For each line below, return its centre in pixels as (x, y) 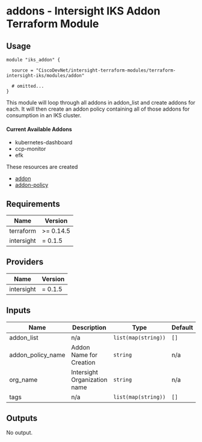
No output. (20, 433)
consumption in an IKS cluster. (44, 115)
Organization (89, 379)
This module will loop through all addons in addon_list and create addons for (101, 103)
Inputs (19, 311)
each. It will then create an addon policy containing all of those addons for (98, 109)
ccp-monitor (30, 149)
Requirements (33, 204)
